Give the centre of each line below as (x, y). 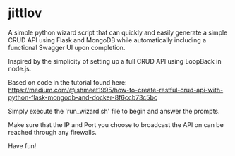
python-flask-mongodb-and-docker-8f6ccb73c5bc (83, 97)
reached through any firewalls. (53, 132)
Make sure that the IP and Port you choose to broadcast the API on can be (116, 124)
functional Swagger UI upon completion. (67, 47)
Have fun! (22, 145)
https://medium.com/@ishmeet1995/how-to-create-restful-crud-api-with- (116, 90)
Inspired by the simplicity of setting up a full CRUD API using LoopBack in (115, 61)
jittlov (25, 13)
